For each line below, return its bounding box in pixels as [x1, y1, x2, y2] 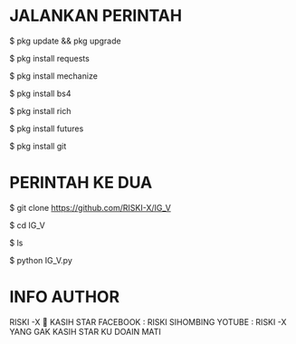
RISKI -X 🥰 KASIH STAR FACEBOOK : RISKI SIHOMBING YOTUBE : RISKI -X [9, 316, 287, 327]
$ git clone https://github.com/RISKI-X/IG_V [9, 202, 172, 213]
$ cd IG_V [9, 219, 45, 231]
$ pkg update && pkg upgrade [9, 35, 121, 46]
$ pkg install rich [9, 105, 72, 116]
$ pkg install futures [9, 123, 84, 134]
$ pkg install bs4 [9, 88, 72, 99]
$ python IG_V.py [9, 254, 72, 265]
